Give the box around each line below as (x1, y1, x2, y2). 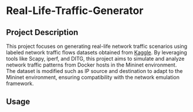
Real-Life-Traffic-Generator (6, 4, 144, 17)
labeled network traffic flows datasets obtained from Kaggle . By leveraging (6, 49, 188, 56)
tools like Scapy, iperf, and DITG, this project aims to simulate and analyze (6, 55, 185, 62)
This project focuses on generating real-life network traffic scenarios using (6, 43, 188, 50)
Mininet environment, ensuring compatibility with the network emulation (6, 74, 180, 80)
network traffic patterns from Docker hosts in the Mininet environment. (6, 61, 177, 68)
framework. (6, 80, 34, 87)
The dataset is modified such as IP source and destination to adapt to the (6, 68, 183, 74)
